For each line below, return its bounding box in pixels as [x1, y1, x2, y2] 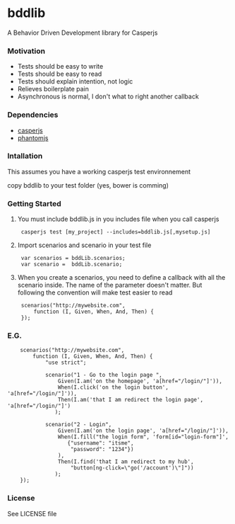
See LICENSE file [7, 509, 57, 518]
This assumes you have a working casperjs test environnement [7, 167, 191, 176]
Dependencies [7, 110, 59, 120]
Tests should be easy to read [17, 69, 102, 79]
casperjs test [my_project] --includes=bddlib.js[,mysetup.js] [20, 229, 211, 236]
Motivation [7, 46, 46, 56]
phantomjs [17, 133, 49, 142]
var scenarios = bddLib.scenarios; [20, 255, 126, 262]
